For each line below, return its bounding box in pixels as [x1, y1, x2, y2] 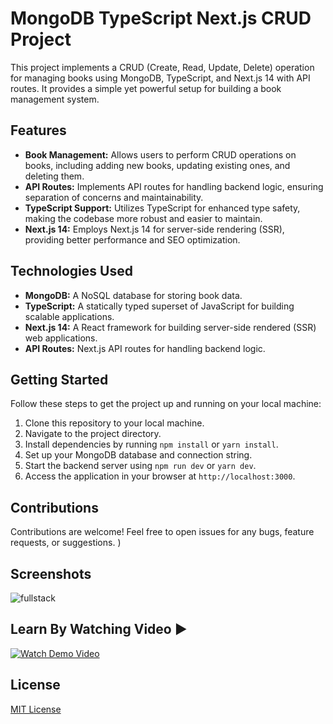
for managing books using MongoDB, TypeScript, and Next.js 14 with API [10, 72, 311, 84]
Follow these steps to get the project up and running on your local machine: [10, 398, 322, 410]
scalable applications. [24, 310, 115, 322]
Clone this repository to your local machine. [24, 417, 205, 429]
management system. [10, 93, 100, 105]
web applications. [24, 332, 98, 344]
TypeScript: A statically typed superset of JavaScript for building [24, 300, 295, 312]
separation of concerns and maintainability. [24, 191, 204, 203]
